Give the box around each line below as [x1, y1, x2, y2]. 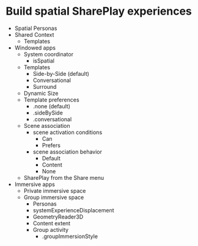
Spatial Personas [14, 24, 57, 32]
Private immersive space [23, 187, 86, 194]
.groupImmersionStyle [42, 233, 98, 240]
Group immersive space [23, 193, 84, 201]
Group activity [32, 226, 68, 233]
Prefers [42, 141, 61, 149]
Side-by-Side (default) [32, 70, 90, 77]
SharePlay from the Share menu [23, 174, 105, 181]
